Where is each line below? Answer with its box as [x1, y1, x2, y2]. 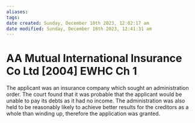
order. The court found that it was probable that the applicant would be [6, 91, 182, 98]
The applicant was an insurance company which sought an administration [6, 84, 189, 92]
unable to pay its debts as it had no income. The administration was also [6, 97, 185, 104]
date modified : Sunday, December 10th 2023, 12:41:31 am [6, 25, 152, 32]
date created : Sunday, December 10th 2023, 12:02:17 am [6, 20, 149, 26]
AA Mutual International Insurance [6, 52, 182, 65]
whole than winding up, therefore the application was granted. [6, 110, 161, 118]
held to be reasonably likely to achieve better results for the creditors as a [6, 104, 189, 111]
